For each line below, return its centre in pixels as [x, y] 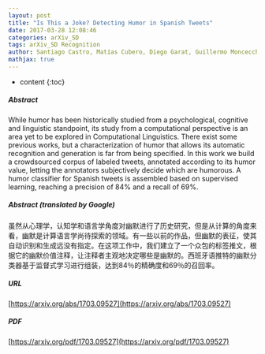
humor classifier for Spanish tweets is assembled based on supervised [123, 178]
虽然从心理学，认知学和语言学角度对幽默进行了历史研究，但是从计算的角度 [129, 225]
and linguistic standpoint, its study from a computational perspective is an [128, 128]
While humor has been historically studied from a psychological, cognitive [128, 120]
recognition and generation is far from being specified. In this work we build [131, 153]
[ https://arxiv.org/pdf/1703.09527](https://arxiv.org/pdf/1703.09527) [119, 341]
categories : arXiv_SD [44, 37]
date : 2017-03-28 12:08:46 [52, 30]
